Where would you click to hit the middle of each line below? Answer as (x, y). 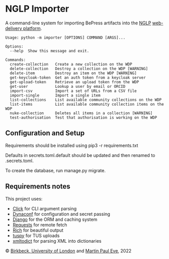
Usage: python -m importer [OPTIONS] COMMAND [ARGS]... (65, 38)
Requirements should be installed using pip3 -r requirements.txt (72, 145)
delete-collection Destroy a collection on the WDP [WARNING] (79, 69)
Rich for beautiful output (38, 230)
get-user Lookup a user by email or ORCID (68, 86)
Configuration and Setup (45, 133)
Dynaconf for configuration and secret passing (61, 214)
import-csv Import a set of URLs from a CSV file (73, 91)
